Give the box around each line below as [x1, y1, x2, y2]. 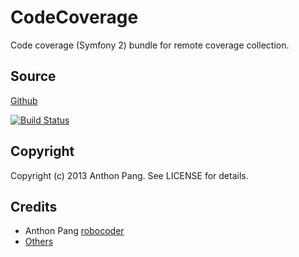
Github [10, 94, 38, 106]
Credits [10, 198, 58, 215]
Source [10, 68, 57, 85]
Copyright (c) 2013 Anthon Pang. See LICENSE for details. [10, 169, 249, 181]
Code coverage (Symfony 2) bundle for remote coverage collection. [10, 39, 290, 51]
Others [24, 236, 54, 248]
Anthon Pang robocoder [24, 225, 125, 237]
